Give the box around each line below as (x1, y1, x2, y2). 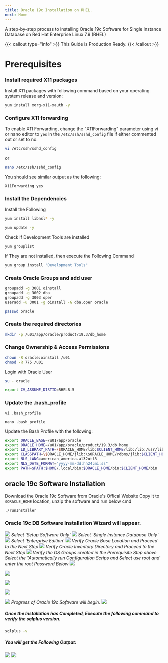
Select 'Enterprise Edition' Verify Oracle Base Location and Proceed (11, 537, 158, 543)
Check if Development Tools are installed (5, 234, 90, 240)
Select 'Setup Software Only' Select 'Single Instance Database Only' (11, 531, 159, 538)
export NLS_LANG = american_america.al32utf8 (5, 456, 97, 462)
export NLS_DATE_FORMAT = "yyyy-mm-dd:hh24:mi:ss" (5, 461, 108, 466)
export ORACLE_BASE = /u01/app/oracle (5, 438, 81, 443)
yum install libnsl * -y (5, 216, 55, 221)
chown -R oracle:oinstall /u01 (5, 355, 70, 360)
